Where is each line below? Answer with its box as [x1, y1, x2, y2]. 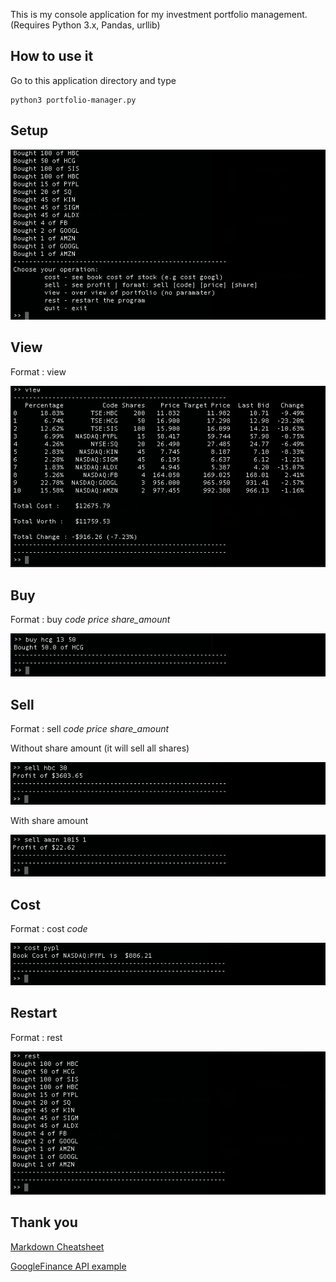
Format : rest [10, 1031, 63, 1043]
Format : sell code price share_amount [10, 723, 170, 735]
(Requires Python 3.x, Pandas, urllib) [10, 19, 161, 31]
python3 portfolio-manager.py [10, 95, 137, 105]
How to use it [10, 48, 94, 65]
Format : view [10, 365, 67, 378]
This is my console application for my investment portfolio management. [10, 9, 308, 20]
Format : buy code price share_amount [10, 614, 171, 626]
